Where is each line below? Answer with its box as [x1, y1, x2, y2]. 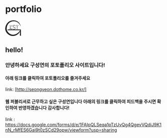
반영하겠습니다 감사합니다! [18, 105, 70, 111]
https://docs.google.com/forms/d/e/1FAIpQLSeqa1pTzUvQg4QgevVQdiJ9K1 [5, 121, 162, 127]
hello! [5, 46, 24, 54]
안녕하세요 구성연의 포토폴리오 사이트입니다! [5, 61, 105, 68]
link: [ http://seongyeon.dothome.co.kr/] [5, 86, 87, 92]
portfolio [5, 3, 42, 15]
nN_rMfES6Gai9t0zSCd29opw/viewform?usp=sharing [5, 126, 117, 133]
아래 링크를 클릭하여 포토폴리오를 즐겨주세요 [5, 75, 90, 81]
